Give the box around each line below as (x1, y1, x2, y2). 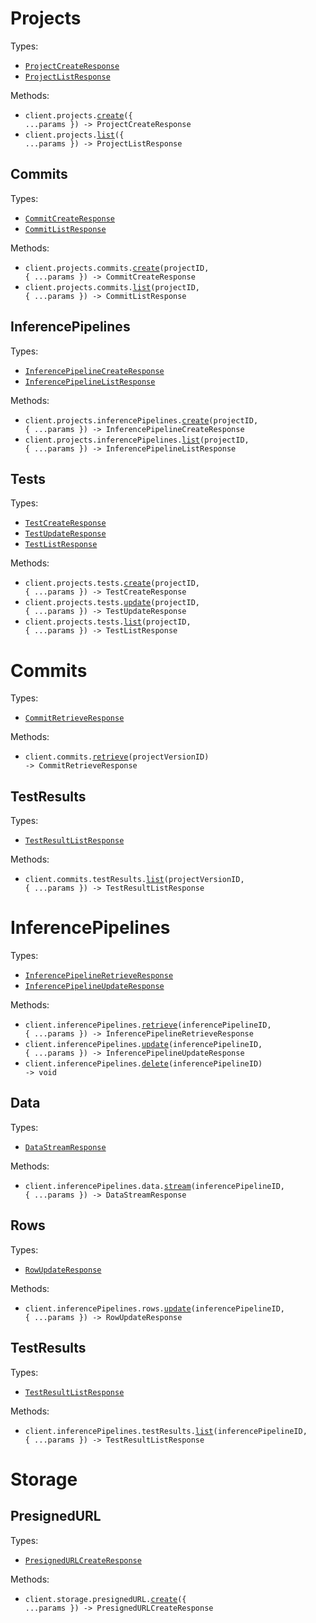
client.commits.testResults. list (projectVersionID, (24, 875, 245, 885)
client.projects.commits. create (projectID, (24, 263, 210, 273)
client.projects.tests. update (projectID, (24, 598, 200, 608)
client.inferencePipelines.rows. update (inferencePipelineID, (24, 1303, 286, 1314)
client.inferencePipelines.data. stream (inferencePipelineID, (24, 1181, 286, 1191)
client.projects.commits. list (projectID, (24, 282, 200, 292)
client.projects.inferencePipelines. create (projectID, (24, 415, 259, 426)
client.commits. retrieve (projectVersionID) (24, 752, 210, 762)
